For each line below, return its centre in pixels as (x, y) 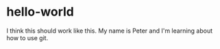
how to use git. (27, 37)
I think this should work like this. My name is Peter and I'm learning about (110, 31)
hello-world (40, 12)
